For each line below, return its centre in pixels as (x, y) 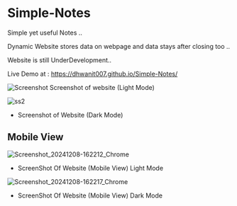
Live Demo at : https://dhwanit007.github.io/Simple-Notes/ (93, 74)
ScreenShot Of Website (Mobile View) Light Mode (90, 168)
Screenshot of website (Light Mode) (102, 87)
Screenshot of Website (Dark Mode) (70, 115)
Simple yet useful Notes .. (45, 33)
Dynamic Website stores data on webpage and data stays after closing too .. (119, 46)
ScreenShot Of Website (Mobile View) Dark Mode (90, 195)
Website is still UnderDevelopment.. (60, 60)
